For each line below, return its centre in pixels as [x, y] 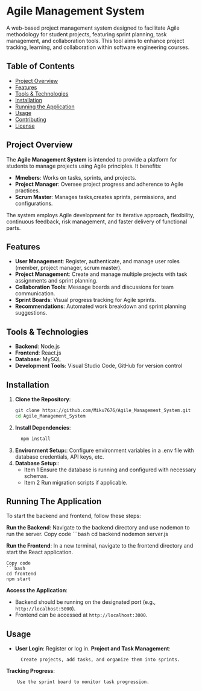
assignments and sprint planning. [56, 281]
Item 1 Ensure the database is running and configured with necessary [110, 470]
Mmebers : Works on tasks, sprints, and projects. [76, 177]
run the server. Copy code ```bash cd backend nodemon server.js [87, 534]
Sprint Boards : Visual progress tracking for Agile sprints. [86, 300]
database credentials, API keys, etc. [59, 457]
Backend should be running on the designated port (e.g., [85, 602]
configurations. [34, 203]
